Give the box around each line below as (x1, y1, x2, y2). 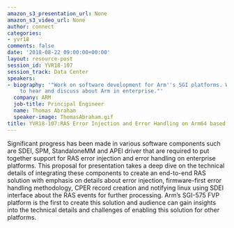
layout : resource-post (7, 56, 73, 63)
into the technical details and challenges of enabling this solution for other (7, 206, 220, 214)
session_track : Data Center (7, 68, 89, 75)
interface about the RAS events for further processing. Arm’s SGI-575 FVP (7, 190, 220, 199)
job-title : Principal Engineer (13, 101, 104, 108)
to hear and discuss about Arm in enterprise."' (19, 88, 164, 95)
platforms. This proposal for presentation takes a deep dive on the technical (7, 161, 225, 170)
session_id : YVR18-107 (7, 62, 73, 69)
